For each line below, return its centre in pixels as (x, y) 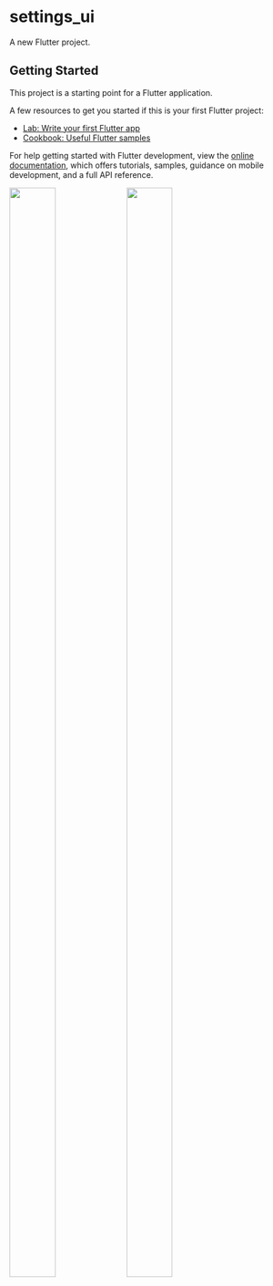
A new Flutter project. (50, 42)
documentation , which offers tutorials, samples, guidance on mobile (136, 165)
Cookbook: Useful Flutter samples (86, 138)
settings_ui (52, 17)
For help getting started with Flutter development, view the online (132, 155)
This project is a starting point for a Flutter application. (111, 92)
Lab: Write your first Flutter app (81, 128)
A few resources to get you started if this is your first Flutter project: (136, 110)
